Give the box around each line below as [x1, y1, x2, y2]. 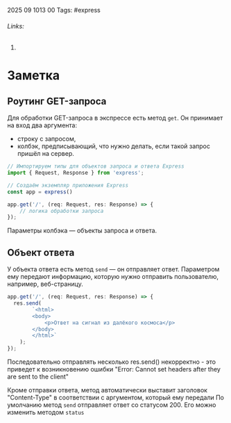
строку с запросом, [17, 135, 76, 143]
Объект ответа [7, 246, 75, 258]
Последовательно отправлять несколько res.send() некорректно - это [7, 358, 216, 366]
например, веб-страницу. [7, 280, 83, 288]
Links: [7, 22, 24, 30]
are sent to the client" [7, 372, 69, 381]
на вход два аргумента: [7, 121, 78, 129]
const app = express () [7, 188, 73, 195]
